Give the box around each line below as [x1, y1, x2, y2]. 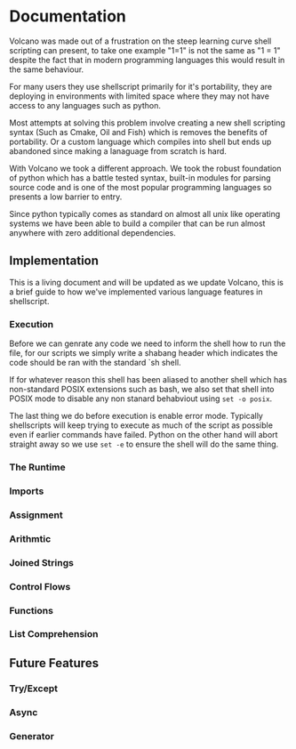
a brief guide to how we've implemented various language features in [9, 286, 263, 297]
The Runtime [9, 461, 66, 473]
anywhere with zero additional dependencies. [9, 227, 176, 238]
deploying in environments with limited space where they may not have [9, 91, 269, 101]
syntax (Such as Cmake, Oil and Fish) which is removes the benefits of [9, 126, 268, 137]
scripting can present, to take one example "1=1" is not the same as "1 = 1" [9, 44, 281, 55]
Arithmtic [9, 532, 52, 544]
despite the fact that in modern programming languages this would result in [9, 54, 285, 65]
